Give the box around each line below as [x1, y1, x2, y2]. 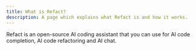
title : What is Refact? [6, 8, 67, 15]
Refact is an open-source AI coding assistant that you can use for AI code [6, 30, 191, 37]
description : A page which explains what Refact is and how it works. [6, 14, 188, 20]
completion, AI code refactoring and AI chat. [6, 37, 117, 44]
